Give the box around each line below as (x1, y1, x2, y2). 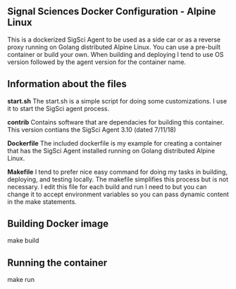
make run (7, 276, 35, 284)
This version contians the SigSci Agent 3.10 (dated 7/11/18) (7, 125, 176, 134)
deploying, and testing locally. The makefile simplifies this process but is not (7, 175, 229, 184)
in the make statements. (7, 197, 77, 206)
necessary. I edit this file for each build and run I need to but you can (7, 182, 207, 191)
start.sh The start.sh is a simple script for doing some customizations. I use (7, 96, 228, 105)
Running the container (7, 257, 108, 269)
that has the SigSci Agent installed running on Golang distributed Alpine (7, 146, 216, 155)
